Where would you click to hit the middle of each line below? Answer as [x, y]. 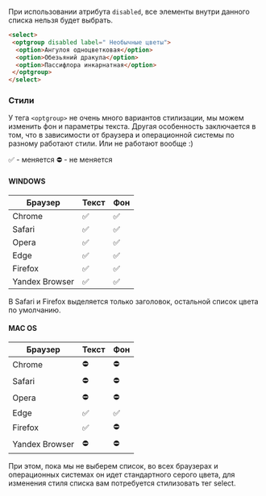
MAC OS [23, 329]
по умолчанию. [35, 310]
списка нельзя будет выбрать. [61, 20]
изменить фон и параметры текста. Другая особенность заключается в [132, 126]
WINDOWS [27, 181]
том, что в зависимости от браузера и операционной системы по [122, 135]
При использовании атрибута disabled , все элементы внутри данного [129, 12]
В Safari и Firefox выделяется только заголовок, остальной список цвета [133, 301]
